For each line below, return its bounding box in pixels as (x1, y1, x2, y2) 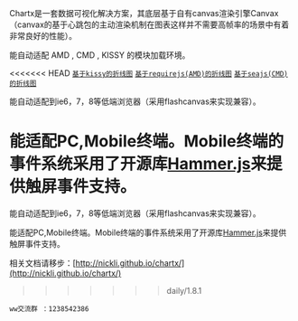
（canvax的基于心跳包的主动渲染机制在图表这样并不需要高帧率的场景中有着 (9, 19, 290, 30)
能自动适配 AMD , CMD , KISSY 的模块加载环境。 (9, 50, 191, 61)
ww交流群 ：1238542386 (9, 304, 89, 314)
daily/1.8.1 (166, 285, 202, 296)
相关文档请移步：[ (9, 257, 77, 269)
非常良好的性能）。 (9, 31, 77, 41)
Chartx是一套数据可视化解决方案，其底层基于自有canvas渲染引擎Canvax (9, 8, 279, 18)
